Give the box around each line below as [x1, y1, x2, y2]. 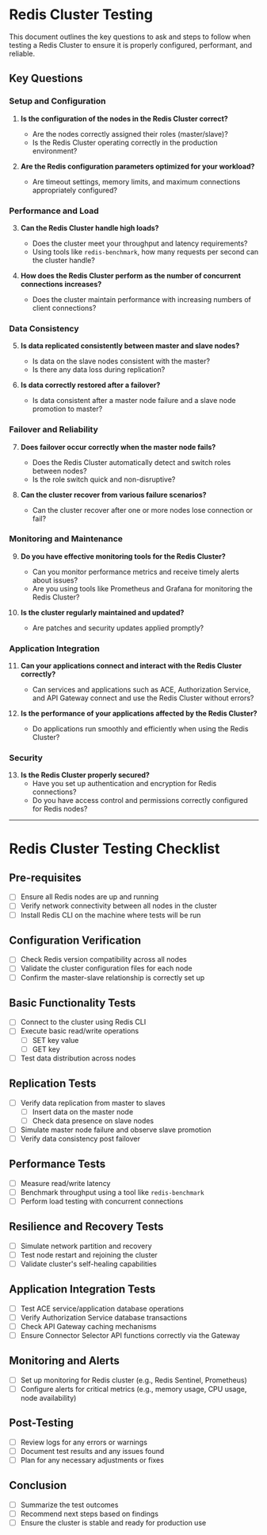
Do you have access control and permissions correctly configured [32, 796, 249, 805]
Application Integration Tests [9, 1282, 156, 1297]
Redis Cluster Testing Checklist [9, 839, 220, 858]
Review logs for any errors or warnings [20, 1437, 147, 1447]
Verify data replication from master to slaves [20, 1098, 166, 1107]
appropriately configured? [32, 185, 118, 195]
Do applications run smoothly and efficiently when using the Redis [32, 724, 249, 734]
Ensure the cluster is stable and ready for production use [20, 1518, 207, 1527]
